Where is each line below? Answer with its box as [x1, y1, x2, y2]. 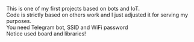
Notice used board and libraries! [6, 30, 86, 37]
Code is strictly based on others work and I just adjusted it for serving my [6, 11, 189, 18]
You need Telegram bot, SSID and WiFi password [6, 24, 128, 31]
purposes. [6, 18, 32, 24]
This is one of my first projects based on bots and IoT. [6, 5, 140, 12]
